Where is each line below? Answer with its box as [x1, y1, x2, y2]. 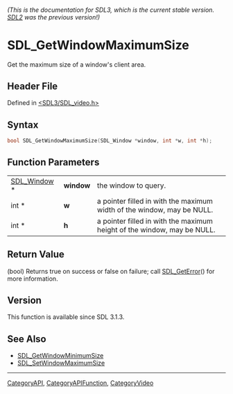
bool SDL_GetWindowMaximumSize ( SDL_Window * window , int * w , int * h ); [7, 138, 213, 145]
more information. [7, 274, 58, 283]
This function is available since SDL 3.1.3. [7, 313, 125, 321]
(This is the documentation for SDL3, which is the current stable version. [7, 6, 215, 14]
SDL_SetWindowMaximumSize [17, 359, 105, 368]
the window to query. [96, 181, 166, 190]
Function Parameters [7, 156, 100, 168]
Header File [7, 80, 58, 92]
